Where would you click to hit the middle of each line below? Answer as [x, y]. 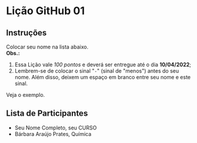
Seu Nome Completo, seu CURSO [56, 128]
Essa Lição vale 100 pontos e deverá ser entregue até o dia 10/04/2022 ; [103, 64]
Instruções [27, 33]
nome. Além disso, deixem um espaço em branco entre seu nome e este [103, 77]
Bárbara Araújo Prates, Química [53, 134]
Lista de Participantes [47, 113]
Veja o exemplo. [26, 95]
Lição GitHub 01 [45, 11]
